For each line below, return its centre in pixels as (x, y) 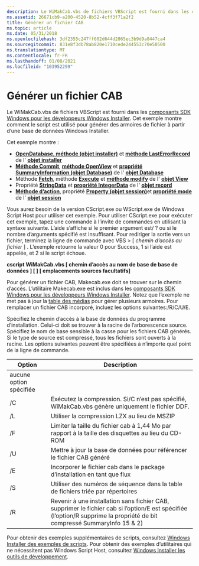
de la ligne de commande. (38, 350)
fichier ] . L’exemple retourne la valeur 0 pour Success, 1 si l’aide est (89, 247)
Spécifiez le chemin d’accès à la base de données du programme (86, 319)
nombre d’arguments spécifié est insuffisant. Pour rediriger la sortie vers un (99, 235)
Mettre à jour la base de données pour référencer (119, 450)
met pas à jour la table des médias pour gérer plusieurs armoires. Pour (92, 301)
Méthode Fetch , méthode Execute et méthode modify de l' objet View (102, 179)
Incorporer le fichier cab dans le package (107, 467)
